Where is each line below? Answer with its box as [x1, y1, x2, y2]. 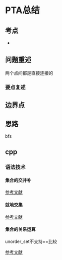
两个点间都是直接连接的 [5, 70, 53, 76]
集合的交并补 [5, 177, 31, 183]
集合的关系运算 [5, 226, 36, 232]
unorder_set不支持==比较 [5, 238, 58, 244]
